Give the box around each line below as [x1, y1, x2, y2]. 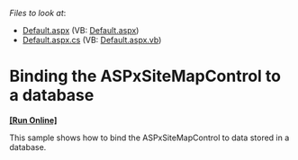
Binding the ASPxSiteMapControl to [9, 67, 282, 86]
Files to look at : [9, 8, 67, 18]
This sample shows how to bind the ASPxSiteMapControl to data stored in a [9, 132, 290, 143]
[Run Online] [9, 114, 58, 125]
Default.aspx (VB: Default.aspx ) [22, 25, 140, 35]
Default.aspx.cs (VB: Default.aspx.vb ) [22, 35, 162, 45]
